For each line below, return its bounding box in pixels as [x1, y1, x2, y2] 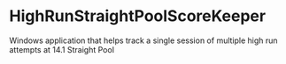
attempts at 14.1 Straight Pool [9, 44, 115, 54]
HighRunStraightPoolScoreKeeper [9, 6, 267, 26]
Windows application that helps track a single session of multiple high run [9, 35, 278, 46]
